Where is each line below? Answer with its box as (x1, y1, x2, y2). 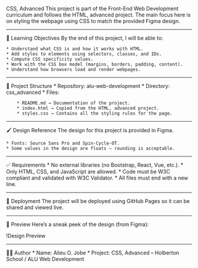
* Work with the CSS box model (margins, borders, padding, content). (6, 61, 183, 67)
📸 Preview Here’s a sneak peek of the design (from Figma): (6, 221, 149, 228)
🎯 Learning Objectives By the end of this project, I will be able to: (6, 35, 163, 41)
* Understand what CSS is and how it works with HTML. (6, 46, 144, 52)
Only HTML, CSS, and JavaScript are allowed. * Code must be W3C (6, 168, 170, 175)
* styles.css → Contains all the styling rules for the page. (16, 110, 173, 116)
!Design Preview (6, 233, 46, 239)
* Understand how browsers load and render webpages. (6, 67, 141, 73)
